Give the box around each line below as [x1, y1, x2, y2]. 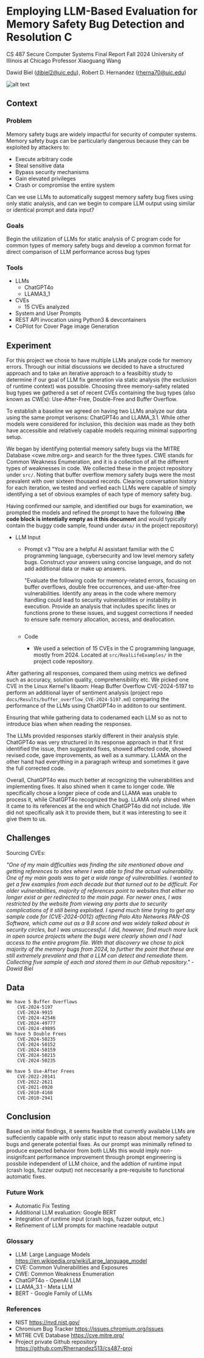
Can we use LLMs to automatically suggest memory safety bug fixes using [6, 193, 194, 200]
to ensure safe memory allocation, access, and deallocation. [24, 615, 175, 623]
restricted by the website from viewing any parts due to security [6, 899, 167, 907]
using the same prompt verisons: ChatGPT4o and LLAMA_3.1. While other [6, 414, 191, 421]
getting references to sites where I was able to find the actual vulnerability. [6, 867, 195, 874]
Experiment [6, 340, 52, 350]
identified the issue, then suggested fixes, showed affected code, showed [6, 745, 192, 752]
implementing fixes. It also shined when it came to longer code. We [6, 783, 175, 790]
